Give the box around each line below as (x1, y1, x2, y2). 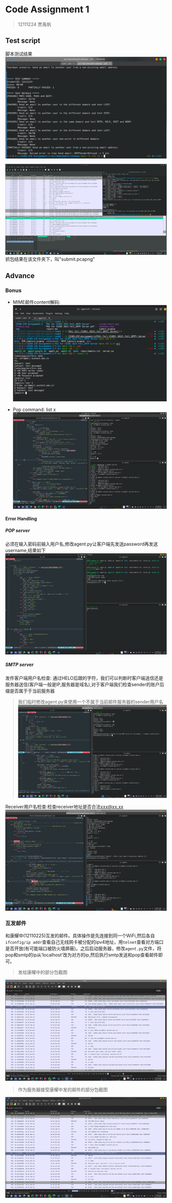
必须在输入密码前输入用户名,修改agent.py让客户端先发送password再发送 (5, 541, 158, 547)
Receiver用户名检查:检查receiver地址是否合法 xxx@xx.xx (5, 804, 124, 810)
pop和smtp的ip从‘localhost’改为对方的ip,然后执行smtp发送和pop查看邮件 (5, 952, 159, 958)
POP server (5, 527, 30, 533)
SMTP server (5, 661, 34, 668)
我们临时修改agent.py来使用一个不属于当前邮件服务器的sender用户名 (17, 699, 164, 705)
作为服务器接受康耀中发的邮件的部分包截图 (17, 1086, 108, 1093)
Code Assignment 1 (5, 4, 90, 15)
